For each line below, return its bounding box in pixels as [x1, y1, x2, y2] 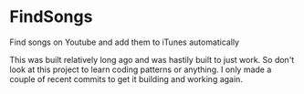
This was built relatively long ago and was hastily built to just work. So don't [9, 54, 295, 65]
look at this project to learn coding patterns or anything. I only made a [9, 64, 272, 75]
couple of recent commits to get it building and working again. [9, 73, 244, 84]
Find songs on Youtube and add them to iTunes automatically [9, 37, 240, 47]
